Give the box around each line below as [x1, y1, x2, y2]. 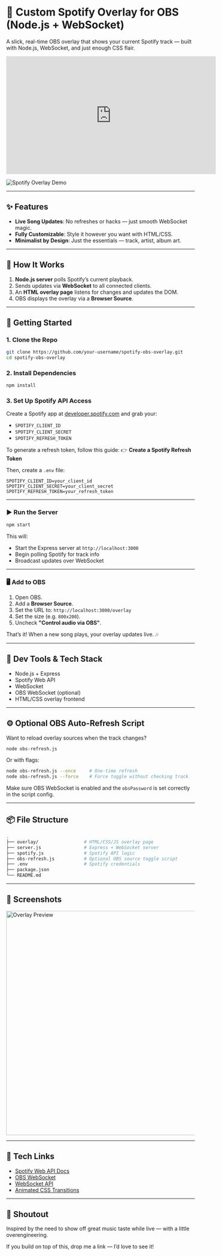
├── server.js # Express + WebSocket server [6, 844, 160, 850]
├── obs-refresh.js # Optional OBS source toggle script [6, 856, 178, 862]
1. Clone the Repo [6, 335, 58, 343]
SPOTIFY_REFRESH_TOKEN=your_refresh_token [6, 489, 114, 495]
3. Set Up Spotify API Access [6, 397, 92, 405]
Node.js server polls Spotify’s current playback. [14, 275, 133, 283]
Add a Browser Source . [14, 600, 74, 607]
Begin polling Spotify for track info [14, 551, 100, 558]
